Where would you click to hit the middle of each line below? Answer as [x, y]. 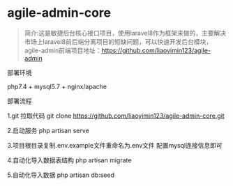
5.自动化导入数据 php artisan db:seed [61, 175]
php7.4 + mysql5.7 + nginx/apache [57, 86]
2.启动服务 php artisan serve [48, 130]
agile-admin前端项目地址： [63, 50]
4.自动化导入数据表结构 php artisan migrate [69, 160]
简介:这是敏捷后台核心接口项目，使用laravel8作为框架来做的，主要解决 [125, 33]
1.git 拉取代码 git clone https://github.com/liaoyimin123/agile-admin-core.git [116, 116]
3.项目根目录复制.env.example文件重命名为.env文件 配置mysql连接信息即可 [115, 145]
